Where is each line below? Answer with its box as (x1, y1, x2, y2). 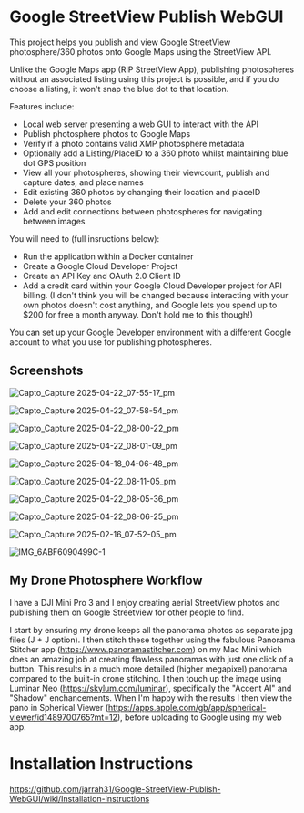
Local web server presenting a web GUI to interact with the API (22, 119, 259, 130)
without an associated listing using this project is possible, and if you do (9, 73, 279, 84)
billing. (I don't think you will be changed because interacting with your (22, 289, 289, 300)
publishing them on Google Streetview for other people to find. (9, 607, 244, 618)
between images (22, 215, 86, 226)
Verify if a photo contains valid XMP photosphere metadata (22, 138, 245, 149)
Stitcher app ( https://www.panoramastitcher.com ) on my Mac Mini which (9, 643, 282, 654)
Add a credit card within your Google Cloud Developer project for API (22, 280, 282, 291)
